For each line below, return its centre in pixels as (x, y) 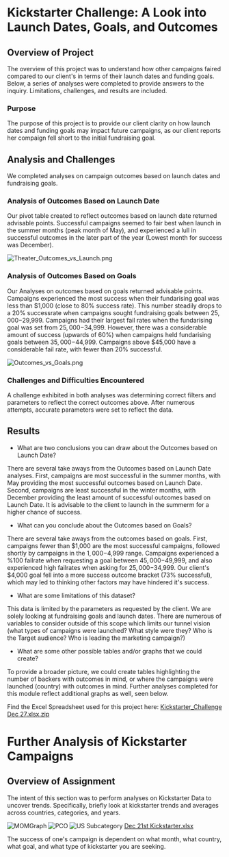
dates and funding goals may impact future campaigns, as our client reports (114, 131)
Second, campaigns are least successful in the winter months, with (102, 490)
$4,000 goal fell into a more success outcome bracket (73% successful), (110, 575)
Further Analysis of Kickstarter (97, 742)
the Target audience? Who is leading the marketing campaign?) (96, 638)
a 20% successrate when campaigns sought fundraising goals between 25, (113, 312)
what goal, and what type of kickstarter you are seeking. (86, 846)
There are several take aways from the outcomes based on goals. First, (107, 538)
